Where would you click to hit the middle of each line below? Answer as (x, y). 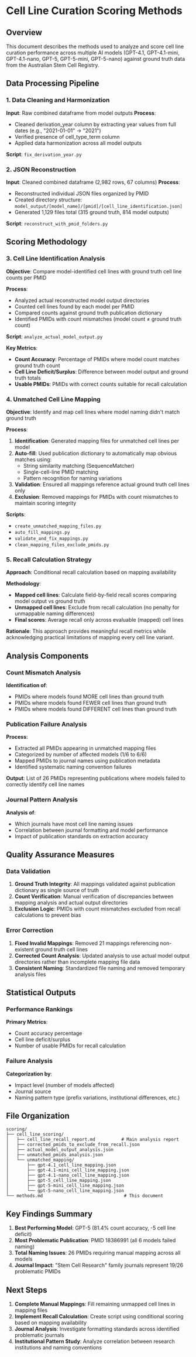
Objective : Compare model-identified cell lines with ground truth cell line (94, 271)
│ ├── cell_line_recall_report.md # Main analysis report (93, 1140)
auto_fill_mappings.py (42, 532)
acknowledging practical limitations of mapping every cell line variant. (90, 638)
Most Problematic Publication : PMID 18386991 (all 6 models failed (95, 1241)
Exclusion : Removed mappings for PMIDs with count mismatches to (96, 496)
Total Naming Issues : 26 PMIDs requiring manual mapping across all (97, 1253)
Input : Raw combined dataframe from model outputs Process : (81, 113)
